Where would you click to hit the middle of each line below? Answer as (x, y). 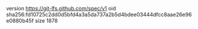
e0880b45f (20, 21)
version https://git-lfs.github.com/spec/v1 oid (61, 8)
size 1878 (46, 21)
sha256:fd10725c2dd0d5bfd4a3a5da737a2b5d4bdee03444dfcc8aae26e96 (99, 14)
